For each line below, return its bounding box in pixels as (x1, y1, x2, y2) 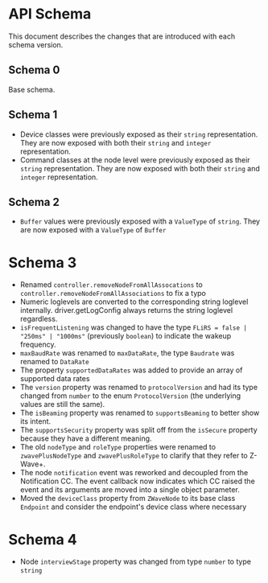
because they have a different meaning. (19, 433, 152, 443)
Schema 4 (8, 530, 78, 548)
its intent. (19, 417, 52, 426)
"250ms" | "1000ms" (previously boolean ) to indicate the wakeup (19, 331, 232, 341)
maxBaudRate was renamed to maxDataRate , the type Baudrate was (19, 348, 235, 358)
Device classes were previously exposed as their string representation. (19, 129, 258, 139)
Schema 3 (8, 253, 77, 272)
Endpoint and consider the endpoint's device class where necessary (19, 502, 247, 511)
